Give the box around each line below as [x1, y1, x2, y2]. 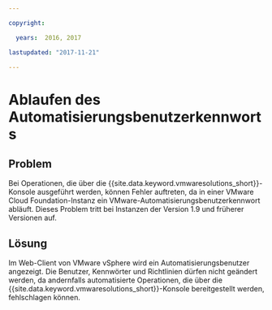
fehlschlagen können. [8, 293, 81, 303]
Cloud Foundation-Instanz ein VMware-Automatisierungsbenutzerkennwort [8, 196, 261, 205]
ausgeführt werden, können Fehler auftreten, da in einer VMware [37, 187, 254, 197]
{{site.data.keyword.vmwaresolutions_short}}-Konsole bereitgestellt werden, [8, 284, 265, 294]
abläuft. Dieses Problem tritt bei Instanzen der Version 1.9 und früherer [8, 205, 244, 214]
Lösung [8, 236, 47, 250]
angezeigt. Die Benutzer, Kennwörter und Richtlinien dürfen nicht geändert [8, 267, 258, 277]
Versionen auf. [8, 213, 57, 223]
